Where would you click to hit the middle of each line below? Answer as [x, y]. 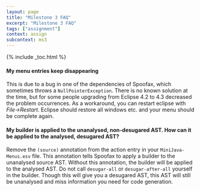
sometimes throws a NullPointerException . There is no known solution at [97, 90]
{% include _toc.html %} [36, 57]
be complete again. [30, 116]
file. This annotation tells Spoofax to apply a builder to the [104, 156]
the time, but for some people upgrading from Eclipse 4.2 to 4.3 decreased [99, 97]
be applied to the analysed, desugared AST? [63, 136]
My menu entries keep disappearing [52, 70]
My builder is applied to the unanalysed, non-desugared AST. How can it [99, 130]
